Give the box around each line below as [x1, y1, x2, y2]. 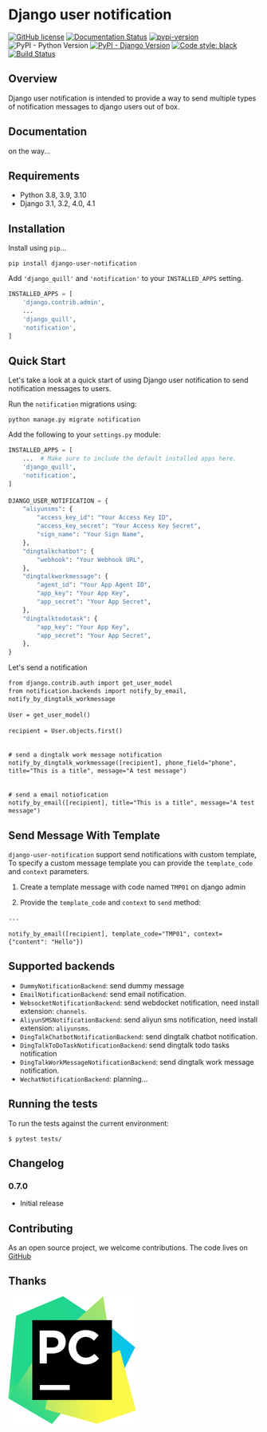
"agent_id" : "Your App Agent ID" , [37, 581, 151, 589]
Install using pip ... [8, 243, 67, 253]
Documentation [8, 125, 88, 139]
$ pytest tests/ [8, 1135, 62, 1143]
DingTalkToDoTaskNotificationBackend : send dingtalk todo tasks [19, 1040, 230, 1050]
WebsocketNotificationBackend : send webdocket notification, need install [19, 998, 259, 1007]
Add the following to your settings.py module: [8, 429, 161, 440]
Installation [8, 222, 65, 235]
